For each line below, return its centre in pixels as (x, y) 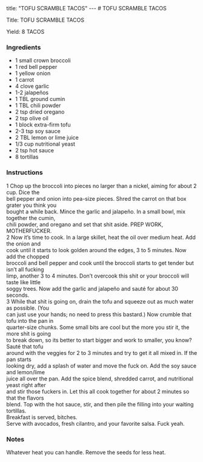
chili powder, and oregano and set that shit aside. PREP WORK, (85, 224)
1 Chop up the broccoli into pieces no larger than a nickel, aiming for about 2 (101, 186)
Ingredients (24, 47)
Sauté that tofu (25, 346)
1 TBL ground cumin (40, 99)
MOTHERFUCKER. (29, 230)
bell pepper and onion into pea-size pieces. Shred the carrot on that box (96, 198)
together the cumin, (31, 218)
